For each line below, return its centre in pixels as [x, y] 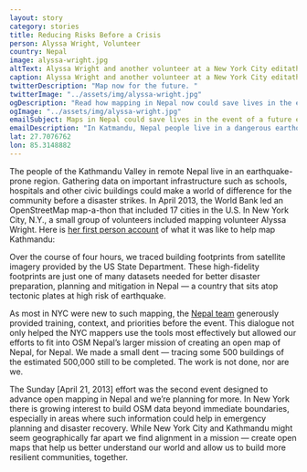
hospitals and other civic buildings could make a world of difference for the [151, 190]
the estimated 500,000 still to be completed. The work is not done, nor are [149, 362]
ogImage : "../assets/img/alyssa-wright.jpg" [95, 111]
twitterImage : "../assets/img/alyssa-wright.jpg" [106, 94]
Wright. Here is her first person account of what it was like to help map [143, 229]
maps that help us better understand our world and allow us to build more [148, 447]
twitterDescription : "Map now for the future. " [104, 86]
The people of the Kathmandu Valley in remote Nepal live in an [127, 171]
